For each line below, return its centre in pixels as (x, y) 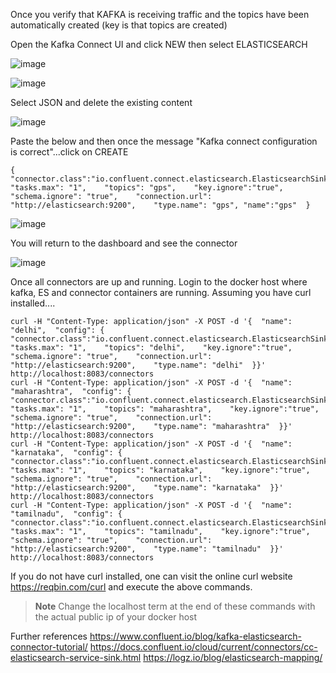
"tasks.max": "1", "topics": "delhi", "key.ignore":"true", (151, 348)
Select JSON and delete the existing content (101, 102)
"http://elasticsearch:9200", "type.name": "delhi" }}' (138, 365)
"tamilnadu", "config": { (66, 514)
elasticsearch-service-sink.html (76, 657)
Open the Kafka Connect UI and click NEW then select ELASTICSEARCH (159, 44)
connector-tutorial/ (49, 647)
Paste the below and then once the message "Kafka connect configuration (164, 141)
